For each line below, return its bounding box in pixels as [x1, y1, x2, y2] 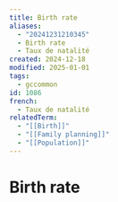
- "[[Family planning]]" [17, 130, 110, 139]
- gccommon [17, 80, 58, 89]
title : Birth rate [9, 13, 78, 22]
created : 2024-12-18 [9, 55, 87, 64]
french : [9, 96, 38, 106]
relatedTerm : [9, 113, 58, 122]
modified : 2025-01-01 [9, 64, 90, 73]
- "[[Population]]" [17, 138, 90, 147]
